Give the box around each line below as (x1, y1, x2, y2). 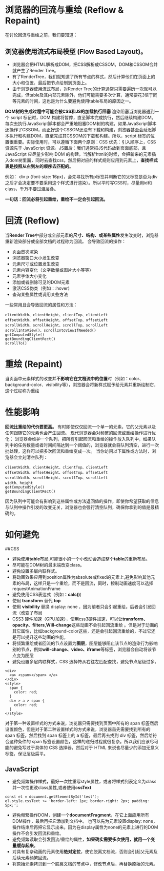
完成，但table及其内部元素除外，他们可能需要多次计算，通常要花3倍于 (12, 92, 154, 98)
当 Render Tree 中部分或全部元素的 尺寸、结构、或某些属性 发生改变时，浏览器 (5, 232, 159, 238)
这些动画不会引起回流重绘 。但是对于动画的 (71, 622, 159, 628)
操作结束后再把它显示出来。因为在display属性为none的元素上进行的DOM (12, 824, 159, 830)
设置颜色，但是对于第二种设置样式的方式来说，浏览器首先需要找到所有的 (5, 726, 150, 732)
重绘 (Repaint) (5, 358, 62, 369)
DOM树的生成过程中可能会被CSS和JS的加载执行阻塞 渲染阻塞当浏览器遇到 (5, 108, 155, 114)
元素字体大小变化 (12, 273, 47, 279)
